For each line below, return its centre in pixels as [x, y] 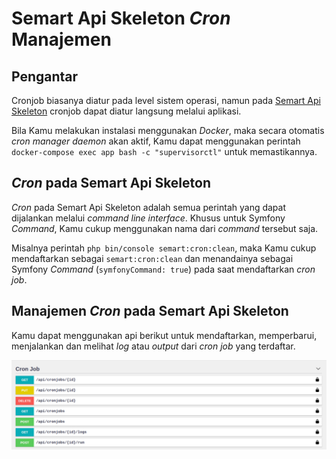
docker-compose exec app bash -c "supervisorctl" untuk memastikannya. [164, 151]
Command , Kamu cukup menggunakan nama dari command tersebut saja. [165, 228]
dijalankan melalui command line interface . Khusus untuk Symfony [148, 218]
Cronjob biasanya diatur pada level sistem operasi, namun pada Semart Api [166, 100]
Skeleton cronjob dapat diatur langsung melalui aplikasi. [126, 111]
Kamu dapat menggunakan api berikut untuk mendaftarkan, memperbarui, [164, 335]
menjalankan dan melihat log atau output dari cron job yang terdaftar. [153, 346]
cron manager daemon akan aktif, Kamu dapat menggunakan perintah [156, 141]
